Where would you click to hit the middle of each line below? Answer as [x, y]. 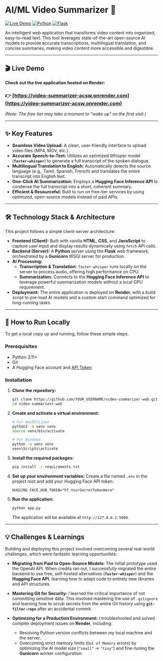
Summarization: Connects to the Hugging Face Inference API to [84, 277]
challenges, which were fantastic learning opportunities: [61, 554]
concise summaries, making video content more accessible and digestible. [80, 48]
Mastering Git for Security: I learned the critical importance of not [79, 593]
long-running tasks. [32, 302]
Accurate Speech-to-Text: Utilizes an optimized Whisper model [76, 156]
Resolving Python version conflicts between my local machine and [86, 632]
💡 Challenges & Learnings [45, 537]
